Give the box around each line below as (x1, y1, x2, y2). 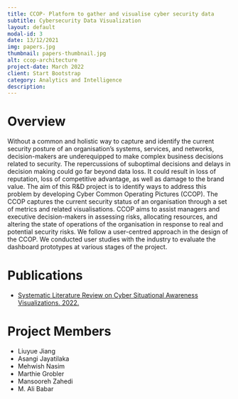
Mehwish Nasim (17, 362, 65, 371)
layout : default (7, 23, 55, 31)
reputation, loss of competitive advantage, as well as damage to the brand (7, 175, 225, 183)
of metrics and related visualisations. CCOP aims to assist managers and (7, 205, 220, 214)
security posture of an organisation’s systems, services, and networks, (7, 145, 215, 153)
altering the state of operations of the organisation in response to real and (7, 220, 224, 229)
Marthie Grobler (17, 370, 65, 378)
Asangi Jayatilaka (17, 354, 70, 363)
